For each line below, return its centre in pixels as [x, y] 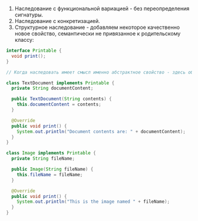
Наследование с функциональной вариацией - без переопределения [102, 9]
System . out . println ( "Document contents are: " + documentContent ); [101, 131]
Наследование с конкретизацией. [57, 21]
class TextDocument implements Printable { [60, 83]
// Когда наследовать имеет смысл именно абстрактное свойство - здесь [96, 72]
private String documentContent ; [52, 88]
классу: [24, 40]
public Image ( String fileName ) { [52, 169]
